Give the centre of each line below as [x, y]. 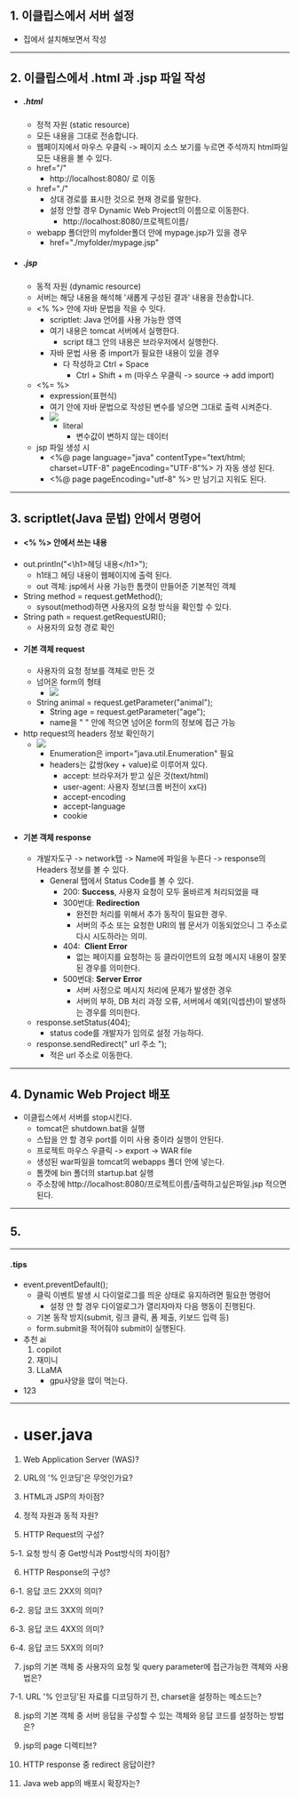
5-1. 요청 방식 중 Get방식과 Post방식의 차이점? [90, 1553]
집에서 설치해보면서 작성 [65, 39]
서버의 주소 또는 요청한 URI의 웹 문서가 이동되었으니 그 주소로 [181, 925]
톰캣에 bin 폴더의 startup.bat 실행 [95, 1172]
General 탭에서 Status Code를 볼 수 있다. [122, 881]
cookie [75, 815]
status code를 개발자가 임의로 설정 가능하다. [126, 1033]
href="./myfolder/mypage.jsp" [104, 243]
